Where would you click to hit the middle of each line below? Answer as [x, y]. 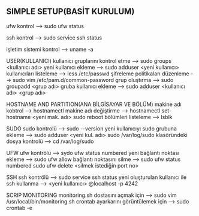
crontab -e [19, 208]
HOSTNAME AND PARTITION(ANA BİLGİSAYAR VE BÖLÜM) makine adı [94, 104]
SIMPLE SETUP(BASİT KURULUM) [70, 12]
